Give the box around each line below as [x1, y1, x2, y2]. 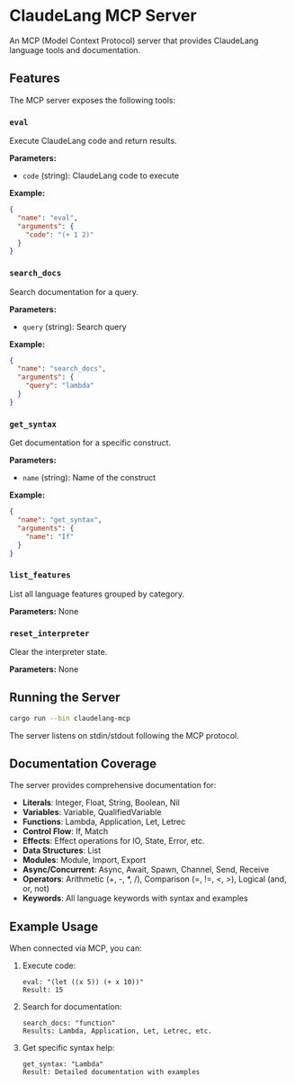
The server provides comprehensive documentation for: [9, 780, 217, 791]
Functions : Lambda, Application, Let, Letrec [22, 816, 186, 828]
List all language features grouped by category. [9, 588, 185, 599]
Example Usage [9, 919, 99, 934]
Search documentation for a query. [9, 286, 139, 297]
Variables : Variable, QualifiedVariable [22, 807, 162, 818]
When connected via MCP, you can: [9, 943, 142, 954]
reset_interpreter [9, 628, 90, 639]
